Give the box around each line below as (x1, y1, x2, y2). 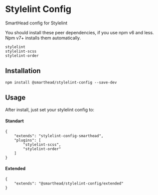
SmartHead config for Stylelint (5, 20, 68, 26)
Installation (5, 67, 41, 75)
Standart (5, 118, 24, 124)
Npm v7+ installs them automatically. (5, 35, 81, 41)
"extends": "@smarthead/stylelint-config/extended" (14, 181, 124, 186)
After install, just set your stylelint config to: (5, 106, 95, 112)
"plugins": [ (14, 138, 41, 143)
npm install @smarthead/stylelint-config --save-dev (5, 80, 117, 85)
